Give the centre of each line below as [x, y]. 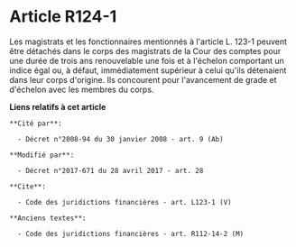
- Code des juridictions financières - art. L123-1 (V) [125, 202]
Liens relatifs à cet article [58, 106]
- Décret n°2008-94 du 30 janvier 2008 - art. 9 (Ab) [120, 139]
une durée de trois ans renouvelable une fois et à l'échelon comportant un [147, 60]
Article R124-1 [63, 17]
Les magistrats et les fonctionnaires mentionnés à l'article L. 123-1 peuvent [148, 41]
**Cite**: [28, 187]
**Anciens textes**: [48, 218]
